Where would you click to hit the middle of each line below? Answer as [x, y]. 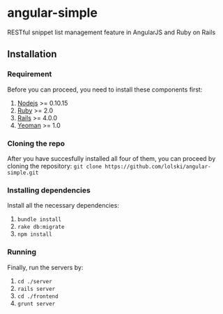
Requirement [30, 74]
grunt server [36, 304]
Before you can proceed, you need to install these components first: [105, 90]
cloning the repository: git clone [55, 166]
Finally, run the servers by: [45, 267]
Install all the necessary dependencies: [63, 206]
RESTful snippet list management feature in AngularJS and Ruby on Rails [111, 32]
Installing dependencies [49, 190]
